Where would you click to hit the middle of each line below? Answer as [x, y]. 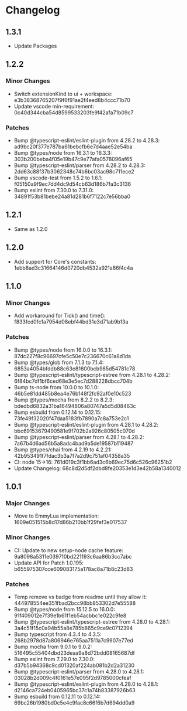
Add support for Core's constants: [55, 261]
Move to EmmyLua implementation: [56, 516]
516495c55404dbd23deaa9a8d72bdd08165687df [74, 653]
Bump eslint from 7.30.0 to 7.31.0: [54, 190]
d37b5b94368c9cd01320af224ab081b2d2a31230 [74, 665]
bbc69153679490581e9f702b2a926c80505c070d [74, 431]
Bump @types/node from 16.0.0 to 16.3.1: [63, 350]
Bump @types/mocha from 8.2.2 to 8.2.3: [64, 400]
